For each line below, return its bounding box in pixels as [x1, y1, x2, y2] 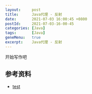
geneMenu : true [5, 35, 41, 40]
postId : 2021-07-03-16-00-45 [5, 21, 74, 26]
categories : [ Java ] [5, 26, 46, 31]
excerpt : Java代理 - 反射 [5, 40, 62, 45]
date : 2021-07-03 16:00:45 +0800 [5, 16, 88, 21]
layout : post [5, 7, 41, 12]
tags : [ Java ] [5, 30, 46, 35]
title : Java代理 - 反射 [5, 12, 62, 17]
